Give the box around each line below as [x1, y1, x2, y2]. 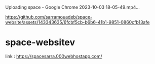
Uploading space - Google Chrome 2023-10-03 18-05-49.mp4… [5, 4, 140, 10]
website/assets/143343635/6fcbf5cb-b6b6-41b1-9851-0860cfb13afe [5, 19, 150, 25]
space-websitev [5, 37, 75, 48]
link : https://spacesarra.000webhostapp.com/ [5, 53, 102, 59]
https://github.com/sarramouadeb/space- [5, 14, 93, 19]
